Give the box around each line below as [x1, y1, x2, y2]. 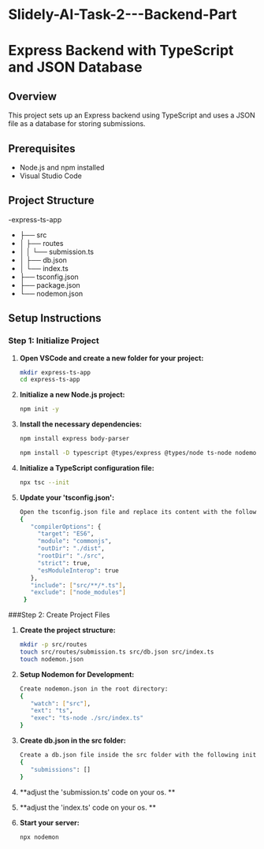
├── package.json [19, 280, 80, 289]
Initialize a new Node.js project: [19, 390, 125, 400]
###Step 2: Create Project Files [8, 610, 110, 620]
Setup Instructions [8, 311, 102, 325]
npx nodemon [19, 833, 59, 841]
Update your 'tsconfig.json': [19, 493, 115, 502]
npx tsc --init [19, 478, 70, 486]
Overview [8, 89, 58, 103]
